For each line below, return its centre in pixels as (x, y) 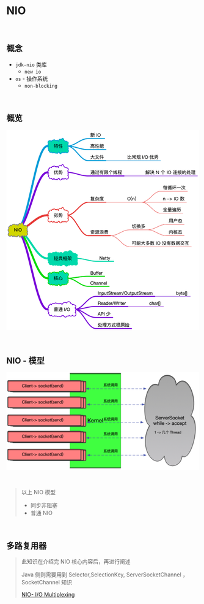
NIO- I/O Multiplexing (48, 595)
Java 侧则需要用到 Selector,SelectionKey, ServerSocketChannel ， (104, 575)
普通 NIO (42, 513)
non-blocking (41, 86)
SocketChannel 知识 (46, 583)
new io (33, 72)
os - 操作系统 (31, 78)
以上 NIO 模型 (38, 492)
